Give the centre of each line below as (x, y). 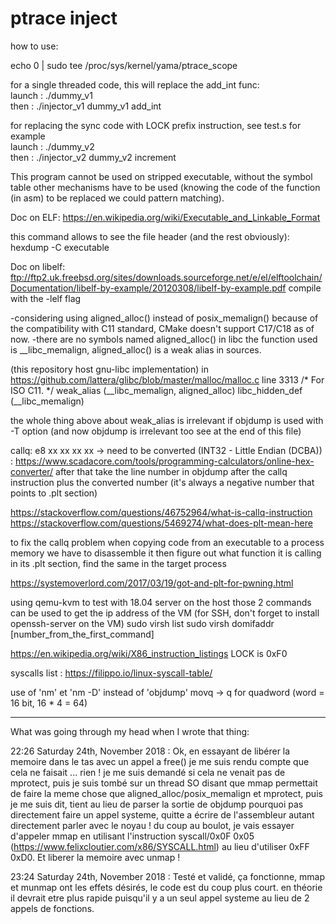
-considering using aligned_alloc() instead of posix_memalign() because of (164, 318)
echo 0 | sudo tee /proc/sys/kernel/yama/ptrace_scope (124, 65)
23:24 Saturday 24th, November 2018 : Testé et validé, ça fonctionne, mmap (167, 876)
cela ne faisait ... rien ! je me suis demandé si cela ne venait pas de (148, 772)
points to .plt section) (54, 493)
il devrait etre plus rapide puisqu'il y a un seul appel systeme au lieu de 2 (160, 898)
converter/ (32, 471)
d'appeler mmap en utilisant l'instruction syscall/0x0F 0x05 (132, 836)
